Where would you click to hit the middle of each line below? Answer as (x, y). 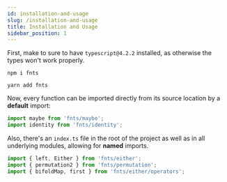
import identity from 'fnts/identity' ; (65, 125)
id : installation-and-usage (48, 14)
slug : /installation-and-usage (53, 20)
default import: (29, 106)
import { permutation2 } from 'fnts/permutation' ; (82, 165)
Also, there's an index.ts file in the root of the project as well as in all (106, 138)
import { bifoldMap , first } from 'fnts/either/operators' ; (96, 172)
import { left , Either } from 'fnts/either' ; (74, 158)
